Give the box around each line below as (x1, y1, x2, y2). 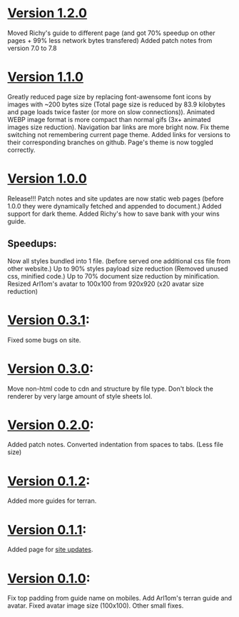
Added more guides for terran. (7, 496, 97, 505)
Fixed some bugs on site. (7, 336, 81, 344)
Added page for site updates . (7, 545, 93, 554)
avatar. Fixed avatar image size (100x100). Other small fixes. (7, 601, 184, 610)
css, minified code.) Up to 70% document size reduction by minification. (7, 271, 220, 280)
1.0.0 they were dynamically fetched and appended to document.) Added (7, 201, 222, 210)
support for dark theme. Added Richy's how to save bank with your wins (7, 209, 220, 218)
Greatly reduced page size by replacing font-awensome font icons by (7, 92, 212, 101)
